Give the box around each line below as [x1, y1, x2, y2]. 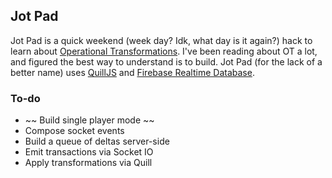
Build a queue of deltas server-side [24, 135, 170, 148]
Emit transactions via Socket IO [24, 146, 154, 158]
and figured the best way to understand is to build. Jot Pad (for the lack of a [10, 55, 323, 68]
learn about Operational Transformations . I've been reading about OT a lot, [10, 45, 318, 57]
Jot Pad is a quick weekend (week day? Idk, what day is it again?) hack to [10, 34, 313, 46]
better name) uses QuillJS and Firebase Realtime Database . [10, 66, 255, 78]
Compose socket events [24, 125, 125, 137]
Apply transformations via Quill [24, 157, 153, 169]
